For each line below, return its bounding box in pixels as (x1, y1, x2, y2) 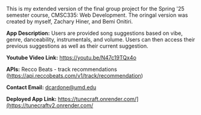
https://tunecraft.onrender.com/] (57, 96, 139, 102)
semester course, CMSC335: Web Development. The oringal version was (6, 11, 188, 19)
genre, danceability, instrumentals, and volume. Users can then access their (6, 36, 196, 43)
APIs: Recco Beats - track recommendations (6, 66, 118, 73)
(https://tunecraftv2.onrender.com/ (6, 102, 94, 109)
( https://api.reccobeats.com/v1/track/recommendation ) (6, 72, 144, 79)
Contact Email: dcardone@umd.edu (6, 84, 97, 91)
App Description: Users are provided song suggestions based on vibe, (6, 30, 183, 37)
